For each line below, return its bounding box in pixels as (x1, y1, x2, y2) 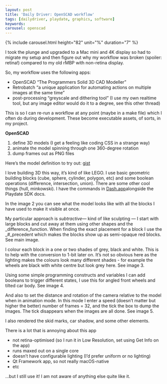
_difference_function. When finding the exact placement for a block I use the (5, 226, 162, 232)
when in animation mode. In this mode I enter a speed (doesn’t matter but (5, 298, 156, 304)
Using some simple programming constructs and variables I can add (5, 272, 146, 278)
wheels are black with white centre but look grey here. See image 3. (5, 262, 145, 268)
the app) (12, 343, 30, 349)
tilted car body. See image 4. (5, 283, 64, 289)
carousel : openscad (5, 26, 46, 31)
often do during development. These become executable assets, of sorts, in (5, 115, 161, 121)
